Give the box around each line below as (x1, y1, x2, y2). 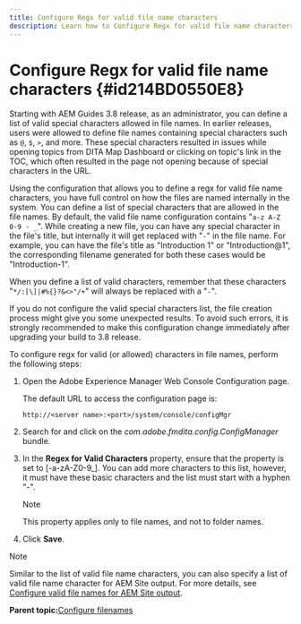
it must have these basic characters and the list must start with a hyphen (21, 472, 291, 483)
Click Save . (21, 534, 65, 544)
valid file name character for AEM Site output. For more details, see (9, 578, 257, 589)
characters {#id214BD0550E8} (9, 79, 245, 99)
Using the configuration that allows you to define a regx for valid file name (9, 183, 283, 193)
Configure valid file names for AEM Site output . (9, 587, 184, 598)
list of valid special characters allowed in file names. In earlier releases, (9, 118, 272, 129)
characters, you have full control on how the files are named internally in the (9, 192, 290, 203)
